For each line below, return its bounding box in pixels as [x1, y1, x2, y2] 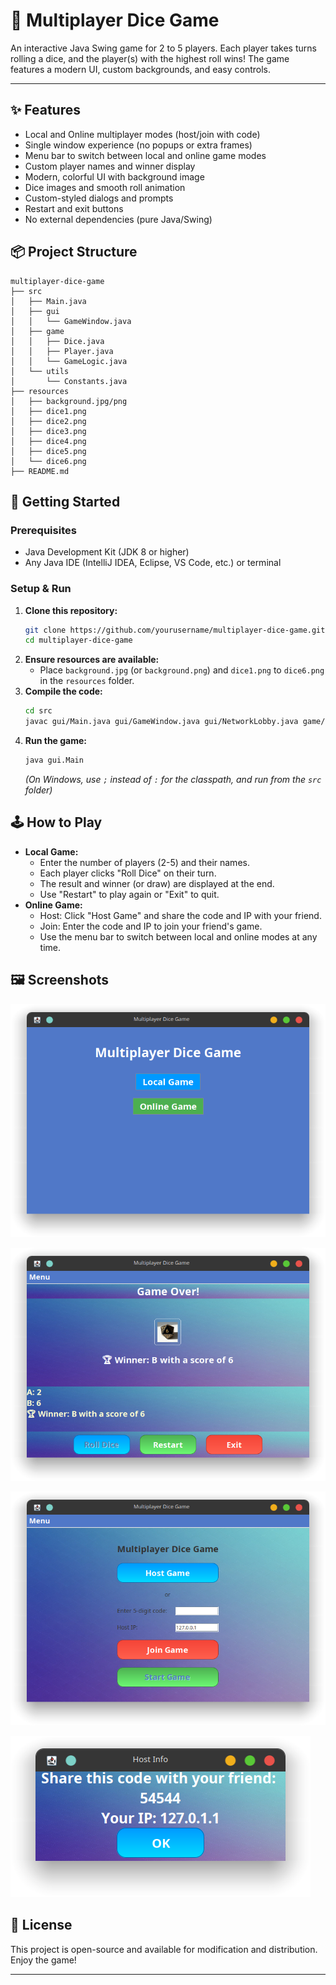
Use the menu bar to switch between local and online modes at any [39, 930, 318, 943]
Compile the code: [24, 685, 103, 698]
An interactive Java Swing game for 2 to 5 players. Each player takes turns [10, 42, 317, 54]
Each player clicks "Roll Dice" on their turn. [39, 867, 217, 879]
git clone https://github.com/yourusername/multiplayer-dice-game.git [24, 625, 326, 635]
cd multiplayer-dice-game [24, 635, 133, 646]
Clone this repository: [24, 604, 118, 616]
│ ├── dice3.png [10, 426, 87, 436]
